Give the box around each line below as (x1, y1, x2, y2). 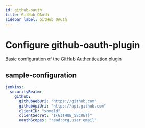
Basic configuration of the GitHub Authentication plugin (5, 56, 122, 62)
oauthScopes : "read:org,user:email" (18, 118, 97, 123)
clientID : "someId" (18, 108, 60, 113)
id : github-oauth (5, 7, 42, 13)
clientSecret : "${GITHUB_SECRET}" (18, 113, 93, 118)
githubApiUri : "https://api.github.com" (18, 103, 106, 109)
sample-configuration (5, 71, 77, 79)
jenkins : (5, 84, 24, 90)
